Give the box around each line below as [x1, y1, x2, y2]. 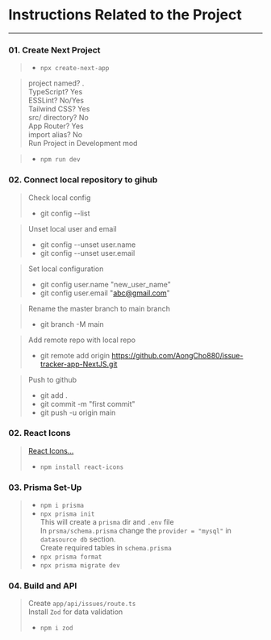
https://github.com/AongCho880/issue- [111, 350, 244, 360]
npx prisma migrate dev [40, 562, 121, 570]
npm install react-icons [40, 462, 124, 471]
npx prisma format [40, 553, 102, 562]
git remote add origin [40, 350, 110, 360]
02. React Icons [8, 428, 71, 439]
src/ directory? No [27, 113, 89, 123]
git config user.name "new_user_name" [40, 279, 171, 289]
